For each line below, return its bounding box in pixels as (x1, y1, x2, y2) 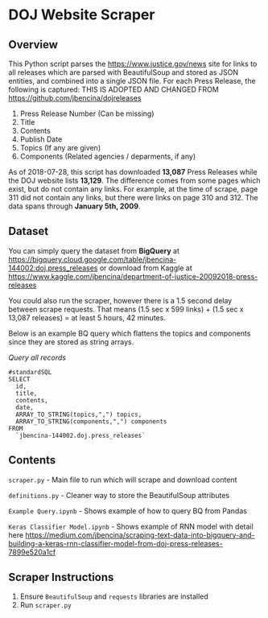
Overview (8, 38, 59, 51)
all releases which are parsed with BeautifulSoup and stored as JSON (8, 68, 239, 77)
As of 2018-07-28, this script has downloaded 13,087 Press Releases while (8, 167, 258, 176)
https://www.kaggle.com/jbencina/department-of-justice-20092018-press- (8, 271, 258, 281)
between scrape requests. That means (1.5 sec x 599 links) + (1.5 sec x (8, 304, 244, 314)
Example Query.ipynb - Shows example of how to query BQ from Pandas (8, 505, 248, 516)
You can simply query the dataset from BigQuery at (8, 245, 179, 255)
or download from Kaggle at (99, 263, 192, 273)
